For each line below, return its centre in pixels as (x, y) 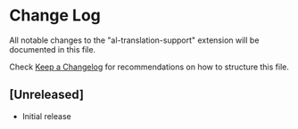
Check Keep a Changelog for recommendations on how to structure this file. (149, 67)
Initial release (46, 116)
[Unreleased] (47, 95)
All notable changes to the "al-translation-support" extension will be (134, 40)
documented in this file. (53, 49)
